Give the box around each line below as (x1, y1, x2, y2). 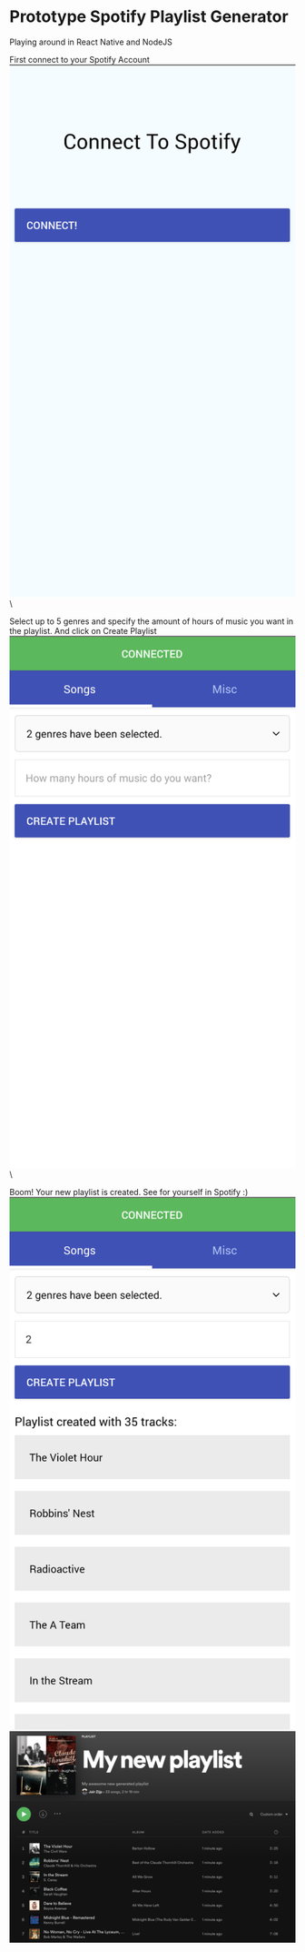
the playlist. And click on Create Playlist (9, 625, 157, 636)
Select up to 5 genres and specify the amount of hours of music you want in (9, 616, 294, 627)
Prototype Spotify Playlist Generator (9, 6, 289, 27)
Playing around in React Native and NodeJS (9, 36, 172, 47)
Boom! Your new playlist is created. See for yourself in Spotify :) (9, 1187, 249, 1198)
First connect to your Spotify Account (9, 54, 150, 65)
